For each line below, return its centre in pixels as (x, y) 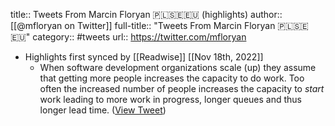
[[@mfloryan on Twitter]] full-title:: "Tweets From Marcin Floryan (143, 25)
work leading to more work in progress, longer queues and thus (170, 99)
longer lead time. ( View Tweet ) (103, 110)
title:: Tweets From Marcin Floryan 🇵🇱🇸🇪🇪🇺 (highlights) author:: (146, 14)
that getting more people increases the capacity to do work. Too (172, 78)
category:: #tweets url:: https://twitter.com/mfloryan (139, 37)
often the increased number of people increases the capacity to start (182, 88)
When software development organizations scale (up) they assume (178, 67)
